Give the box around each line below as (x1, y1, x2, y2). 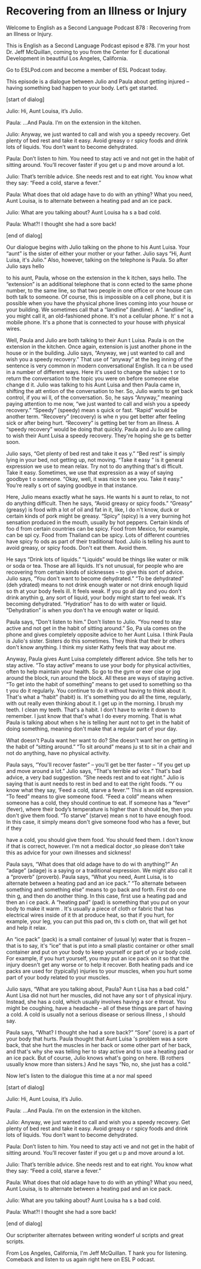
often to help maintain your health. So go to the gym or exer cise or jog (6, 668, 181, 675)
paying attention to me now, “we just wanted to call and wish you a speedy (6, 400, 190, 407)
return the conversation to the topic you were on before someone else (6, 375, 179, 382)
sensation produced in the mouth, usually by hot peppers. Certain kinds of (6, 519, 190, 526)
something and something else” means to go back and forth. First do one (6, 885, 187, 893)
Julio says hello (6, 262, 45, 270)
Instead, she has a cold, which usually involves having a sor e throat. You (6, 998, 187, 1005)
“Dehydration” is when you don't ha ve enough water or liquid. (6, 606, 160, 614)
